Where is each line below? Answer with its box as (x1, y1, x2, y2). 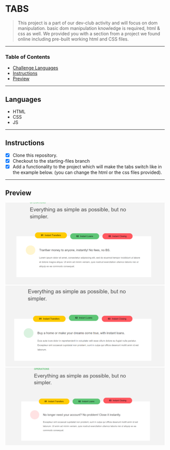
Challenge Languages (12, 65, 58, 71)
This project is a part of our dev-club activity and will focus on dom (17, 20, 158, 26)
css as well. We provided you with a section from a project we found (17, 30, 160, 36)
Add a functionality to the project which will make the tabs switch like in (12, 163, 162, 170)
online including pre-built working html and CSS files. (17, 36, 129, 42)
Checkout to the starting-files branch (12, 158, 90, 164)
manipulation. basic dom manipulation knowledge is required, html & (17, 25, 160, 31)
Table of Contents (5, 53, 51, 60)
